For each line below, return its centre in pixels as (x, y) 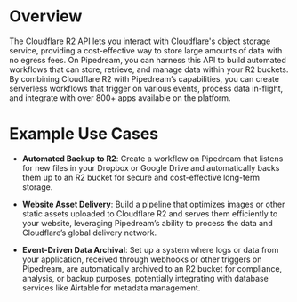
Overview (46, 16)
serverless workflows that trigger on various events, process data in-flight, (146, 88)
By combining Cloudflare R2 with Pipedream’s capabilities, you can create (144, 78)
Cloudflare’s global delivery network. (89, 233)
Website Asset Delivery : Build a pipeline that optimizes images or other (153, 204)
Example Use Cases (84, 134)
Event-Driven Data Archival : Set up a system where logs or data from (150, 249)
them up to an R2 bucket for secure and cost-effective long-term (141, 177)
